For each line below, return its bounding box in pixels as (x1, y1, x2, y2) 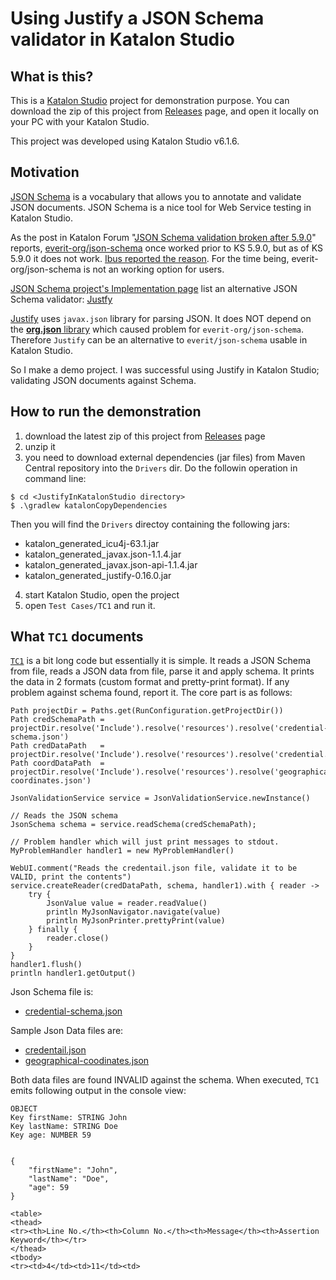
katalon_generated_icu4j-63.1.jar (24, 537, 160, 549)
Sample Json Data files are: (10, 1025, 124, 1037)
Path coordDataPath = (10, 758, 105, 769)
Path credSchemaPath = (10, 715, 105, 725)
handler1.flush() (10, 960, 83, 970)
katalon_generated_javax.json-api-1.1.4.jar (24, 558, 198, 571)
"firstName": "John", (28, 1165, 118, 1176)
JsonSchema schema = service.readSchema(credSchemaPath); (10, 820, 257, 830)
